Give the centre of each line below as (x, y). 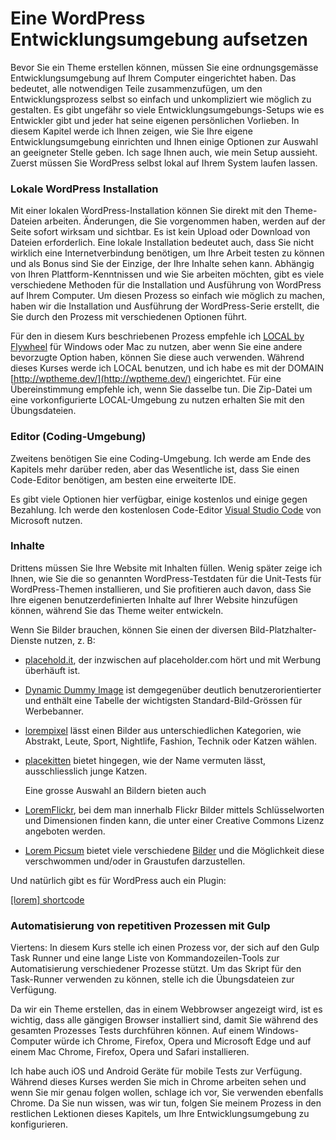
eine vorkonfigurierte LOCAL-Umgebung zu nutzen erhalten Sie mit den (157, 400)
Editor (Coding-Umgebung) (78, 437)
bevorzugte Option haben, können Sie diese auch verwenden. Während (157, 358)
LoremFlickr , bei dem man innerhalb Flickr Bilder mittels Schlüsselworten (174, 809)
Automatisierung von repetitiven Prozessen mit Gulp (140, 925)
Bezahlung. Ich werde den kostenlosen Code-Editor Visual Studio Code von (166, 509)
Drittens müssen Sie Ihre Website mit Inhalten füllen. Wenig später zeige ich (166, 568)
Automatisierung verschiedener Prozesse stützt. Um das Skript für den (156, 969)
